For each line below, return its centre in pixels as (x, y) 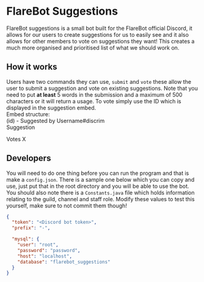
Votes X (16, 139)
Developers (29, 158)
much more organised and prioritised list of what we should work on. (93, 48)
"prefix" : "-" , (31, 228)
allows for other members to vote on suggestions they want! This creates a (100, 41)
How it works (32, 67)
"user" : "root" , (38, 245)
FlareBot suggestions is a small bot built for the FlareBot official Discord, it (99, 28)
